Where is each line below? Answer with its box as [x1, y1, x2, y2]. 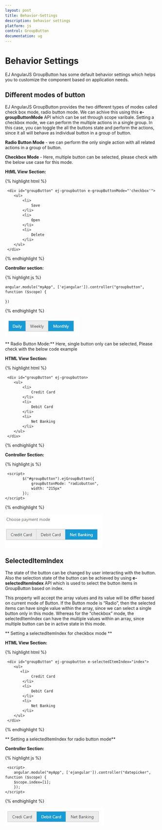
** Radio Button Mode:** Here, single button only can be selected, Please [5, 340, 153, 347]
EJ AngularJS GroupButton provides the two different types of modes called [5, 104, 157, 110]
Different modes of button [5, 91, 85, 99]
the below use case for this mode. [5, 159, 73, 165]
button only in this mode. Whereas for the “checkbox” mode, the [5, 610, 134, 616]
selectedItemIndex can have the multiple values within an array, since [5, 615, 144, 621]
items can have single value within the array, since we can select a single [5, 605, 152, 611]
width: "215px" [31, 486, 62, 491]
